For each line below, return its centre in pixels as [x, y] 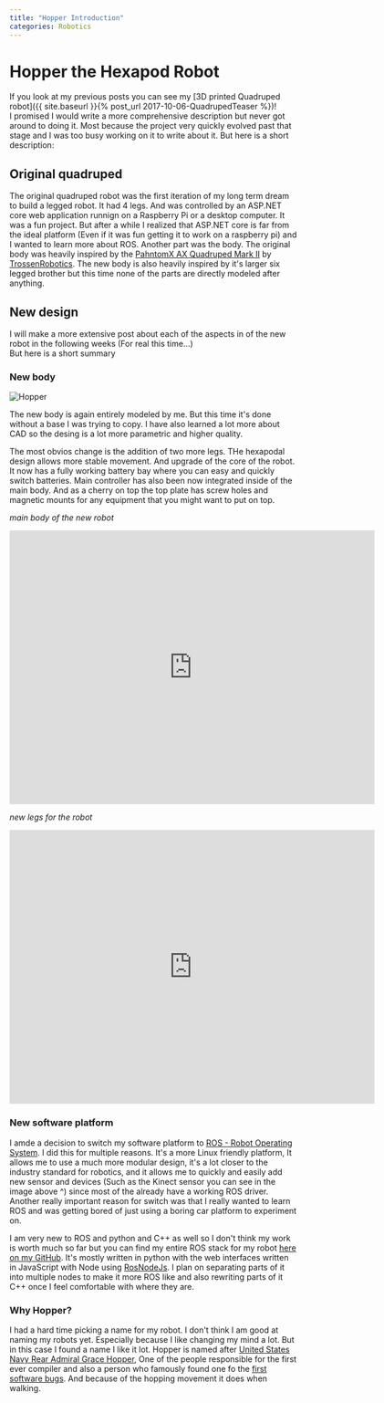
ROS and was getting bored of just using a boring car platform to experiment [153, 1210]
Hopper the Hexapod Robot [115, 72]
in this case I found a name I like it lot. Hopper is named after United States [150, 1349]
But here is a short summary [62, 353]
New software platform [62, 1123]
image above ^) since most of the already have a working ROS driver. [139, 1191]
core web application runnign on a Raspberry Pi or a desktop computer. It [147, 215]
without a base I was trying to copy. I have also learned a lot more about [145, 424]
